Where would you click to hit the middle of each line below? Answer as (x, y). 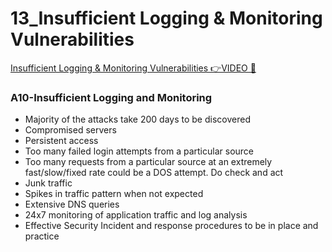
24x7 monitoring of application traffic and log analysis (136, 215)
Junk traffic (48, 183)
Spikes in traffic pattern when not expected (114, 194)
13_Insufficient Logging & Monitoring (166, 18)
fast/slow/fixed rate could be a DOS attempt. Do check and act (154, 173)
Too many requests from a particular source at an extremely (148, 162)
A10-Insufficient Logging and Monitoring (111, 97)
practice (42, 236)
